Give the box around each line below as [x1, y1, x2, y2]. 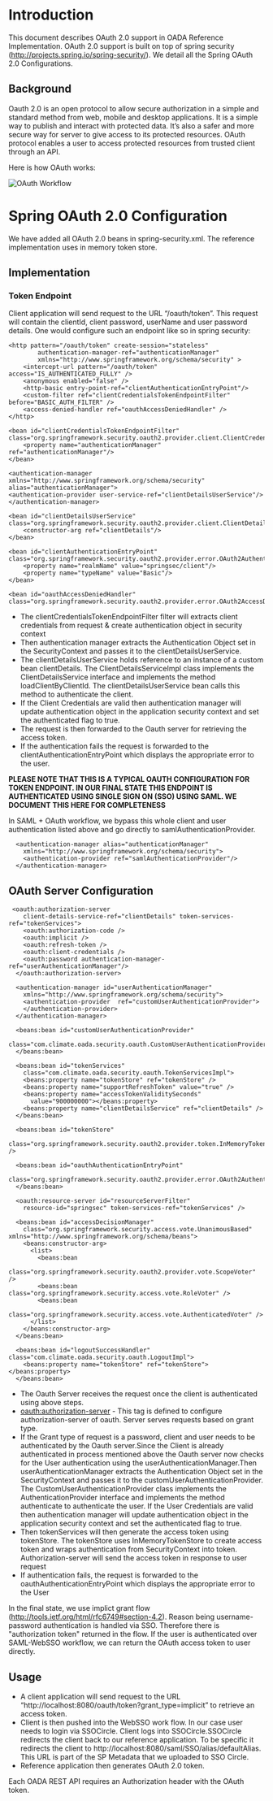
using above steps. [19, 1398, 84, 1408]
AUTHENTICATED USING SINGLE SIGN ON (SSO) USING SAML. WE [8, 792, 237, 801]
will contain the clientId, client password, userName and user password [8, 317, 248, 327]
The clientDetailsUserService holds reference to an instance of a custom [19, 655, 264, 665]
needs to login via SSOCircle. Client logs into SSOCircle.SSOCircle [19, 1726, 242, 1736]
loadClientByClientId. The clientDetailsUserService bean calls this [19, 681, 240, 691]
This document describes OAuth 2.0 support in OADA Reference [8, 33, 223, 42]
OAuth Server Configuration [8, 883, 154, 897]
